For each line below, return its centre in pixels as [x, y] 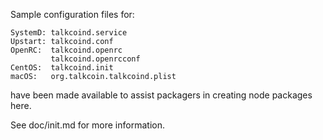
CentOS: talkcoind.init [62, 68]
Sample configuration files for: [72, 14]
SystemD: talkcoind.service [69, 33]
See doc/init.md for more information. [87, 125]
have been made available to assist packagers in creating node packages [161, 95]
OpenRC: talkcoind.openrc [66, 50]
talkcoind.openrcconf [95, 59]
